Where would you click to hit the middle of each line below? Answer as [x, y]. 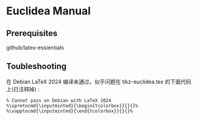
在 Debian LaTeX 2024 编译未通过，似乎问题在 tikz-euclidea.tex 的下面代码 [99, 82]
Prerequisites [32, 33]
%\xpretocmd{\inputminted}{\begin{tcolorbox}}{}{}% [72, 106]
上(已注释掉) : [23, 89]
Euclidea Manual [49, 11]
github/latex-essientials [35, 47]
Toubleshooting [37, 66]
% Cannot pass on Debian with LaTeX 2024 [59, 100]
